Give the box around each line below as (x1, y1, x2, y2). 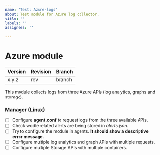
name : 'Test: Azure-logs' (5, 7, 58, 12)
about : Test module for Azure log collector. (5, 12, 99, 17)
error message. (12, 134, 44, 139)
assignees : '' (5, 25, 34, 30)
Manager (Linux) (5, 106, 45, 113)
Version (7, 68, 26, 75)
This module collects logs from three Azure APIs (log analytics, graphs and (5, 89, 156, 95)
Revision (31, 68, 51, 75)
